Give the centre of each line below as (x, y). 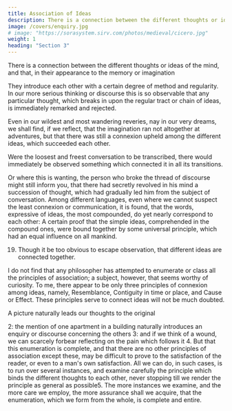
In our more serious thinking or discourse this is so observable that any (108, 93)
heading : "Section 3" (39, 46)
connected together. (47, 257)
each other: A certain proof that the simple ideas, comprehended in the (108, 221)
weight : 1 (22, 39)
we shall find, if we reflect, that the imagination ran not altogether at (104, 129)
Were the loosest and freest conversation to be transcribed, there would (110, 157)
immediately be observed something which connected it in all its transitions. (115, 164)
